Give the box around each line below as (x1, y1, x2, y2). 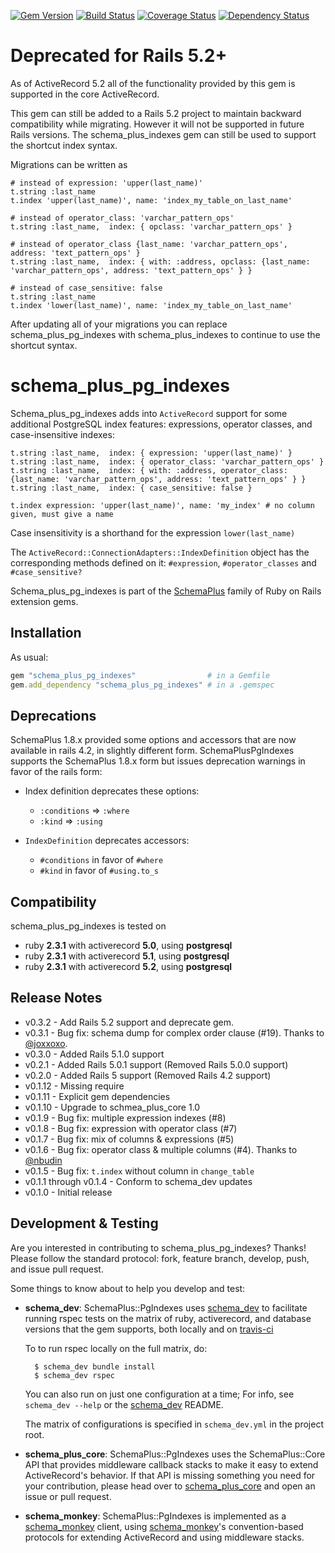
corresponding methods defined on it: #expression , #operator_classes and (10, 556, 317, 569)
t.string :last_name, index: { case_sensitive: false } (10, 483, 253, 493)
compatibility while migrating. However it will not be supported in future (10, 118, 305, 130)
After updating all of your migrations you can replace (10, 318, 228, 330)
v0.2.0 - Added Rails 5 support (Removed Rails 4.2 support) (24, 1069, 272, 1081)
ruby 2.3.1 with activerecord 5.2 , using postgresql (24, 961, 233, 973)
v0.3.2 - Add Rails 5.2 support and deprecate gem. (24, 1016, 235, 1028)
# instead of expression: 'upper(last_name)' (10, 178, 203, 188)
